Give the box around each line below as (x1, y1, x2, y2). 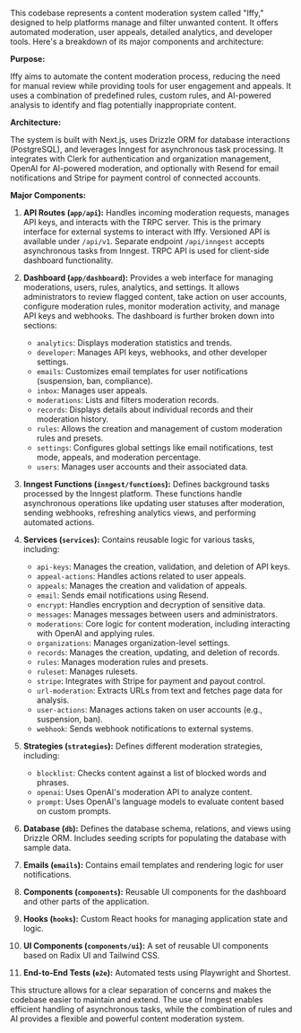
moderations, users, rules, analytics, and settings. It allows (22, 282, 240, 293)
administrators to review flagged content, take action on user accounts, (22, 292, 288, 302)
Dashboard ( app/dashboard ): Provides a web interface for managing (22, 273, 274, 283)
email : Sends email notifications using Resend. (36, 590, 210, 600)
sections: (22, 320, 57, 330)
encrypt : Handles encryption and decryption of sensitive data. (36, 600, 266, 609)
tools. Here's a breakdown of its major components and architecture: (10, 36, 264, 47)
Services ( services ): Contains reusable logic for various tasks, (22, 534, 255, 545)
